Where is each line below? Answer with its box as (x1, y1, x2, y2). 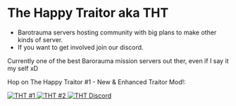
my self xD (7, 64, 39, 72)
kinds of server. (17, 35, 63, 44)
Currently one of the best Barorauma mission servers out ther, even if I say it (7, 56, 229, 65)
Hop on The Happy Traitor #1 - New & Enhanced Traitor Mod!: (7, 77, 187, 86)
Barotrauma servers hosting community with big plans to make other (17, 28, 217, 37)
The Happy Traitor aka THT (7, 5, 169, 21)
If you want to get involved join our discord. (17, 43, 144, 51)
